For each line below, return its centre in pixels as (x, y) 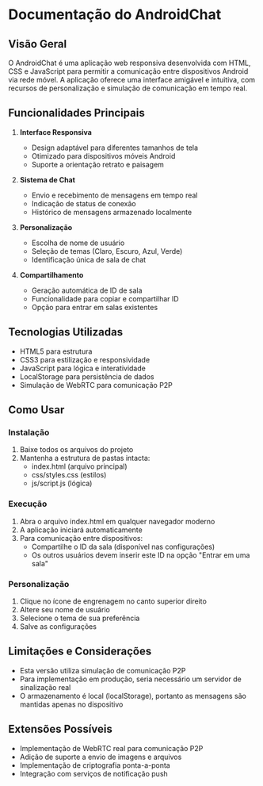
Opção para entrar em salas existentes (95, 307)
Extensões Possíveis (60, 729)
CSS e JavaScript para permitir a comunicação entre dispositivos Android (128, 71)
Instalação (29, 432)
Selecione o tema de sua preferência (80, 618)
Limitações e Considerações (80, 652)
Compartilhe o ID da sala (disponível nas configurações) (123, 546)
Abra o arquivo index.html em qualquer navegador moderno (117, 521)
